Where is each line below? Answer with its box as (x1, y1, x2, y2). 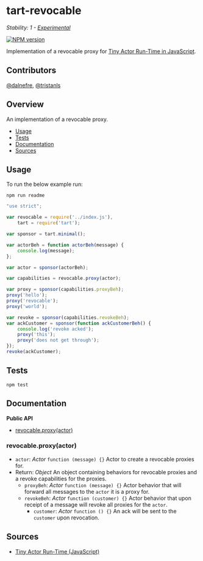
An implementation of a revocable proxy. (6, 116, 109, 123)
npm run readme (6, 193, 45, 199)
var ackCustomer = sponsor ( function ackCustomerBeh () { (6, 320, 151, 326)
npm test (6, 381, 29, 388)
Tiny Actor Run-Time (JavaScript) (15, 548, 100, 555)
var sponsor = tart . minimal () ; (6, 231, 86, 237)
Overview (6, 99, 45, 110)
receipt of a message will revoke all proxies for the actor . (24, 501, 168, 508)
